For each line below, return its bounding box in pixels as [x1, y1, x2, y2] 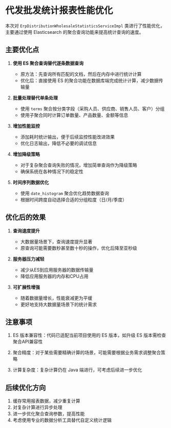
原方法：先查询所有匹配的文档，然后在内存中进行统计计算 [20, 71, 142, 77]
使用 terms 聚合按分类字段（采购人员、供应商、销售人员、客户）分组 [20, 106, 165, 112]
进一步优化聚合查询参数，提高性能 [12, 411, 85, 417]
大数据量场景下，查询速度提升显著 [20, 238, 93, 244]
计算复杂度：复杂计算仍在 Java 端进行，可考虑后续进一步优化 [12, 367, 142, 373]
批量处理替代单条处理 [12, 94, 58, 100]
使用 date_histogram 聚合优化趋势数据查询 [20, 190, 109, 196]
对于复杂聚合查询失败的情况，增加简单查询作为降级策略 [20, 162, 137, 168]
